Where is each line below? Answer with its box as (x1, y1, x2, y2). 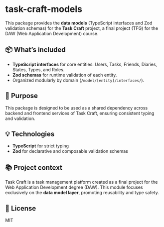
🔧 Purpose (5, 92, 38, 100)
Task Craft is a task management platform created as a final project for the (5, 179, 158, 185)
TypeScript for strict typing (12, 143, 69, 149)
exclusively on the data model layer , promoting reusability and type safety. (5, 190, 160, 196)
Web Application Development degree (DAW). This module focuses (5, 184, 143, 190)
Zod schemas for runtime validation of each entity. (12, 72, 117, 78)
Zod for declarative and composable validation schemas (12, 148, 128, 154)
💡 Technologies (5, 129, 55, 138)
